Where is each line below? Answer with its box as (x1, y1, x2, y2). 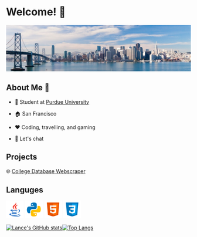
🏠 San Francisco (14, 110, 57, 117)
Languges (6, 185, 44, 195)
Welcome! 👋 (6, 5, 66, 19)
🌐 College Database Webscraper (6, 167, 86, 175)
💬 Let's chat (14, 135, 44, 142)
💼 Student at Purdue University (14, 98, 90, 105)
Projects (6, 152, 38, 162)
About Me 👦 (6, 83, 50, 93)
